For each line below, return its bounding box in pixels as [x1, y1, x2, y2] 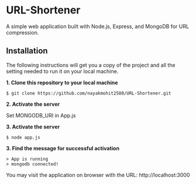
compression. [6, 29, 39, 36]
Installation [6, 46, 48, 56]
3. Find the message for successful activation [6, 144, 120, 152]
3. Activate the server [6, 123, 60, 130]
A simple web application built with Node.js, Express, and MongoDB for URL [6, 23, 189, 30]
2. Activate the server [6, 100, 60, 107]
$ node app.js [6, 134, 41, 140]
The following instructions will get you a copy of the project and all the [6, 61, 176, 68]
